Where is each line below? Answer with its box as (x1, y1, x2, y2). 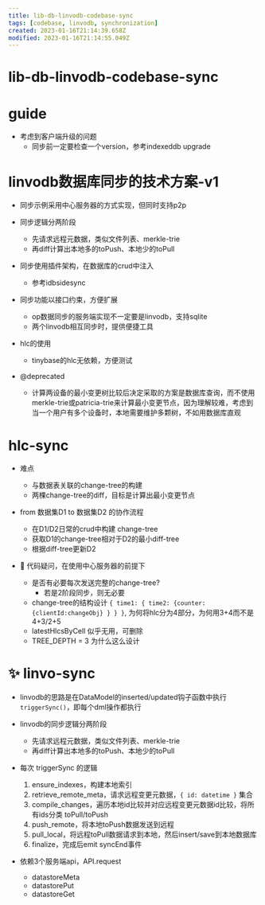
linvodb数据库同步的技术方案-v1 (8, 173, 219, 191)
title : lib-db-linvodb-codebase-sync (8, 11, 134, 20)
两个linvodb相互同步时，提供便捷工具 (31, 322, 154, 331)
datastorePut (31, 881, 74, 891)
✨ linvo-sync (8, 665, 95, 683)
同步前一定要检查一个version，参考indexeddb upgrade (31, 142, 211, 151)
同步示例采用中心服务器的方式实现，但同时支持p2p (19, 201, 187, 210)
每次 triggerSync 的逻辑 (19, 763, 98, 773)
